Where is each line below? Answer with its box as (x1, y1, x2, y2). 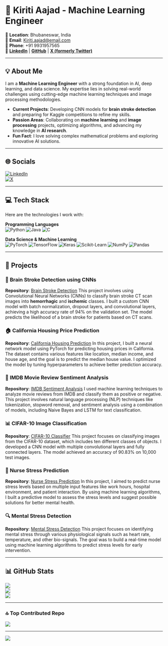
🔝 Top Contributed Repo (5, 610, 65, 617)
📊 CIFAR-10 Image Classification (5, 420, 87, 427)
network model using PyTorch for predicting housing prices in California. (5, 346, 155, 352)
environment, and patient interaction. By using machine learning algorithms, (5, 489, 161, 495)
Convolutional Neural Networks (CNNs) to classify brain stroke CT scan (5, 293, 152, 299)
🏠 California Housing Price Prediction (5, 327, 100, 334)
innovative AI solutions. (12, 138, 61, 144)
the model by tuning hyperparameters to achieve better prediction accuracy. (5, 361, 162, 368)
